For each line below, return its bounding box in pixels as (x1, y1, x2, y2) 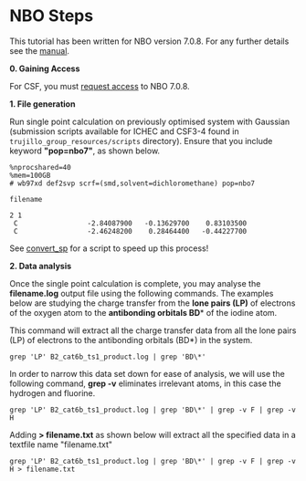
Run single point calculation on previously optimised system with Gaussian (9, 116, 290, 127)
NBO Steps (9, 5, 94, 26)
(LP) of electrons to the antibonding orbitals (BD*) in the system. (9, 334, 253, 345)
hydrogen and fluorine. (9, 387, 96, 398)
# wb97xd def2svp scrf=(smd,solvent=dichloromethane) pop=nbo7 (9, 179, 256, 188)
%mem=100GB (9, 171, 51, 180)
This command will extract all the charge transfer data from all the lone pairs (9, 325, 297, 336)
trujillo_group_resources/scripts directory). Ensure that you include (9, 135, 273, 146)
